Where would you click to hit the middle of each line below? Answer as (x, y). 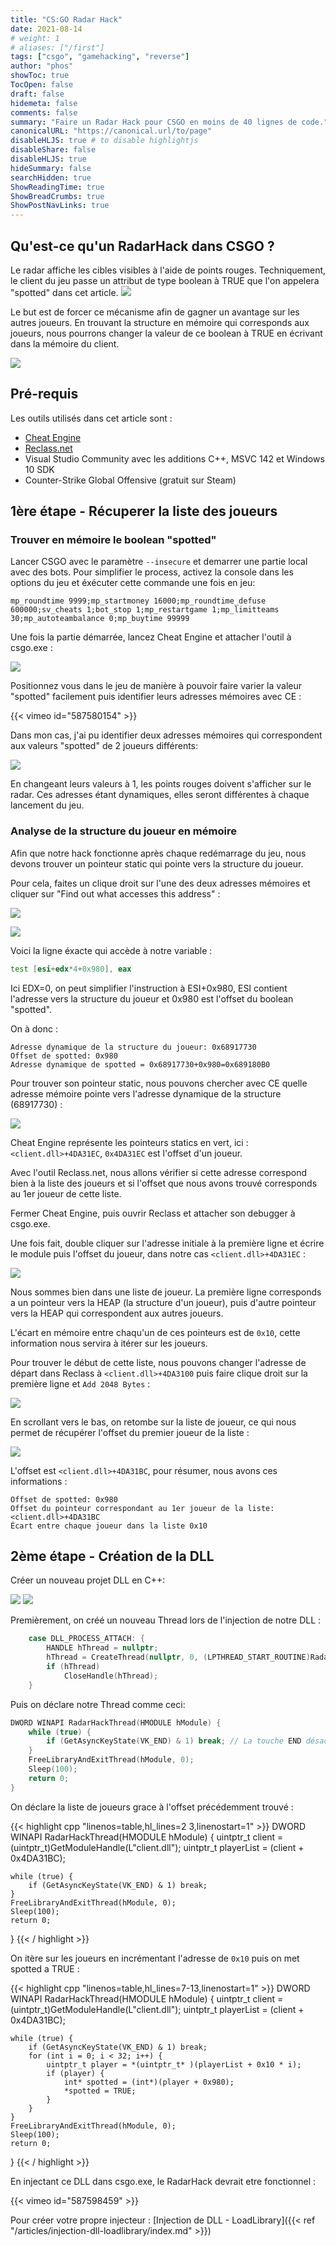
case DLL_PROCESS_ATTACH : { (86, 1639)
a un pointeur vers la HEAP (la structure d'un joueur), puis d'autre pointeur (163, 1302)
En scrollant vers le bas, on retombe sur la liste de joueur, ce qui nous (153, 1422)
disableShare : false (53, 150)
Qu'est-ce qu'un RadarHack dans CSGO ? (142, 246)
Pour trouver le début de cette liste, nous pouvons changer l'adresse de (158, 1362)
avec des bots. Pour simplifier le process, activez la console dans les (152, 572)
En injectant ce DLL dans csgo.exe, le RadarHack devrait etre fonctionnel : (163, 2181)
